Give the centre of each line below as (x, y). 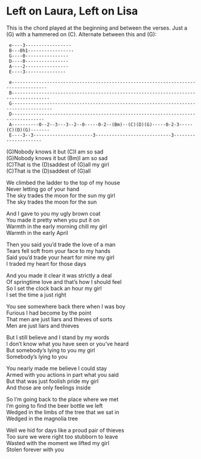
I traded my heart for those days (46, 263)
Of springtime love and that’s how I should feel (64, 281)
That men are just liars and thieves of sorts (59, 319)
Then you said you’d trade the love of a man (61, 244)
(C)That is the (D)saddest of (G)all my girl (58, 164)
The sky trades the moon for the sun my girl (61, 195)
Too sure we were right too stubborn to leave (62, 437)
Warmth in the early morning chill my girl (57, 226)
